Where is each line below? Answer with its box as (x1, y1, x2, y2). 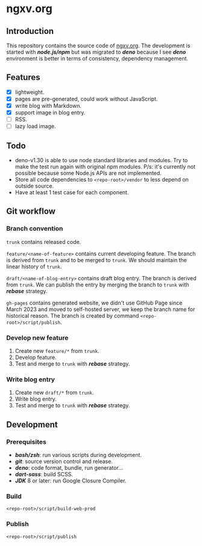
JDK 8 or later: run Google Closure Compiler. (14, 477, 127, 484)
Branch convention (6, 225, 63, 233)
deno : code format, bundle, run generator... (14, 464, 124, 471)
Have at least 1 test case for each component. (14, 189, 129, 196)
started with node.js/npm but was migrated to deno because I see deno (6, 48, 186, 56)
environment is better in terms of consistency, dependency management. (6, 55, 189, 62)
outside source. (14, 182, 54, 189)
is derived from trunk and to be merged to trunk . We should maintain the (6, 256, 187, 263)
